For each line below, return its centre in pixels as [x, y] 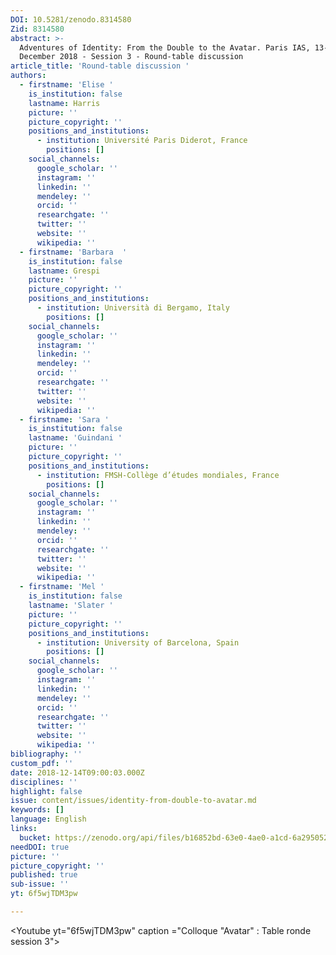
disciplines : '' [44, 782]
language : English [48, 819]
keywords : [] [37, 810]
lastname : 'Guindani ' [75, 438]
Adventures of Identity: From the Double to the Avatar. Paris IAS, [165, 47]
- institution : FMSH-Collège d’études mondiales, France [158, 475]
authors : [28, 76]
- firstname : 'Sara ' [64, 419]
